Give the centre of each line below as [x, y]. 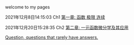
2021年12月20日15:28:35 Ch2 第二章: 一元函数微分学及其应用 [67, 27]
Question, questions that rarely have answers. [52, 37]
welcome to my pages [28, 7]
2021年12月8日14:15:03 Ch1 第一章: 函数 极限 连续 [55, 17]
